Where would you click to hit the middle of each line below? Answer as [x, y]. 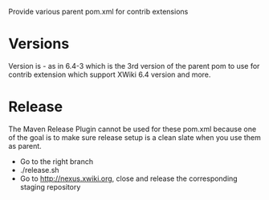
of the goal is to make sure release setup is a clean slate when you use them [134, 137]
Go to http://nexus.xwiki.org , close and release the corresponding [129, 178]
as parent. [25, 146]
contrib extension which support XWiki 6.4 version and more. [110, 74]
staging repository [50, 186]
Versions [39, 44]
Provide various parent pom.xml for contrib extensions [98, 12]
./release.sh [39, 170]
